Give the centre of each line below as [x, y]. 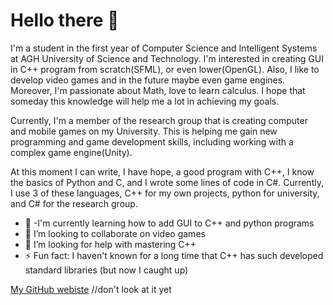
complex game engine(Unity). [71, 152]
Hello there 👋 [65, 20]
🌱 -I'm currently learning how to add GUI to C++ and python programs [169, 223]
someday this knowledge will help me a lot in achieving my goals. [145, 101]
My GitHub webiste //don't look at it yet [91, 289]
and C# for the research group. [74, 203]
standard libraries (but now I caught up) [106, 270]
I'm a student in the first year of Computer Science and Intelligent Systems [164, 48]
